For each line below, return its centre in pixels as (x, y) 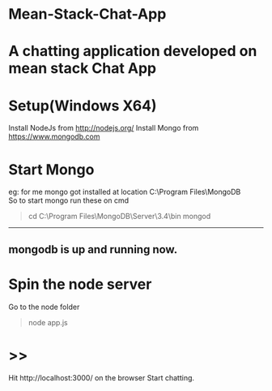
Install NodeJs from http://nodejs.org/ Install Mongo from (104, 128)
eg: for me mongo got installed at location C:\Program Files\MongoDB (125, 192)
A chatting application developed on (133, 52)
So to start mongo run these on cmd (69, 200)
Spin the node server (80, 284)
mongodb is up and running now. (93, 249)
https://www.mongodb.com (54, 137)
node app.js (48, 322)
